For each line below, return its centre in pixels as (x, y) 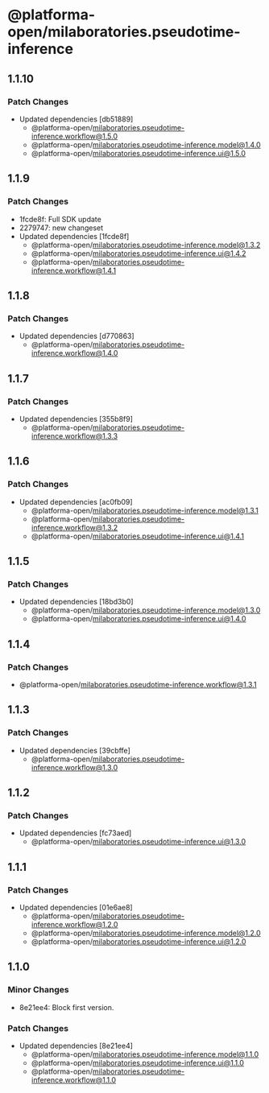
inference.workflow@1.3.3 (74, 435)
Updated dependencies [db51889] (76, 119)
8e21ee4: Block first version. (66, 1007)
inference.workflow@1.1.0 (74, 1080)
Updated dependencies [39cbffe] (74, 750)
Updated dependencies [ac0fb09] (76, 501)
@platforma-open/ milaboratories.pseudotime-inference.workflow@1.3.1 (138, 685)
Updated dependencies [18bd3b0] (76, 602)
